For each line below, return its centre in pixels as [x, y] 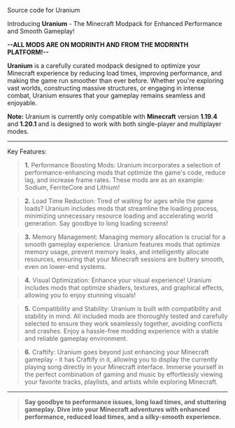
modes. [18, 131]
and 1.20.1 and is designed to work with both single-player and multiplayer [114, 124]
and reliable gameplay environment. [76, 338]
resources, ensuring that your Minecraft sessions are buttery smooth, [124, 259]
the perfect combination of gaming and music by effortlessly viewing [123, 374]
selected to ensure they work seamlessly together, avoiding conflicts [123, 324]
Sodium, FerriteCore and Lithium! [72, 187]
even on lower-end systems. [65, 267]
